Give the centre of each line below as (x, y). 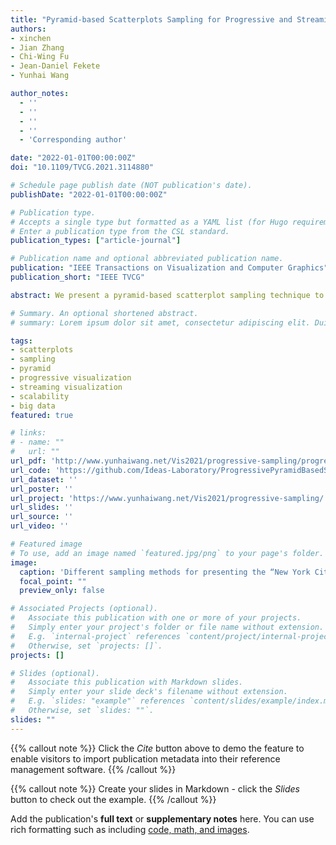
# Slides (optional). (55, 673)
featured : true (42, 415)
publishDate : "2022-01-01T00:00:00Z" (89, 194)
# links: (28, 433)
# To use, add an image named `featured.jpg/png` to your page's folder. (167, 553)
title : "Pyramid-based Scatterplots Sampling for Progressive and (151, 19)
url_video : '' (40, 526)
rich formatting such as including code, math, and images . (130, 829)
